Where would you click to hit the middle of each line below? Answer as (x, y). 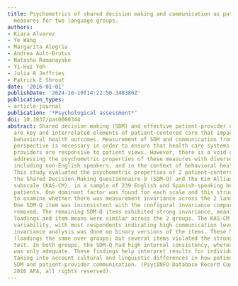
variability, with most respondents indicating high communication (115, 225)
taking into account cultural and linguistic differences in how (112, 258)
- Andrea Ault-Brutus (39, 54)
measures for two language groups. (66, 21)
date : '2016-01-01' (36, 87)
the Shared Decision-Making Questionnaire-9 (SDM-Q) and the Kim (112, 179)
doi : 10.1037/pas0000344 (44, 119)
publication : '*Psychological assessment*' (73, 113)
